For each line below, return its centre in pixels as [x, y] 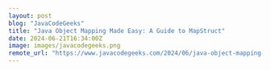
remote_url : [28, 53]
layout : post [30, 16]
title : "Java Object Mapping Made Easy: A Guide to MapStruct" [117, 31]
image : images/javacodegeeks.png [65, 46]
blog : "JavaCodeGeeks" [46, 23]
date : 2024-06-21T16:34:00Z [56, 38]
